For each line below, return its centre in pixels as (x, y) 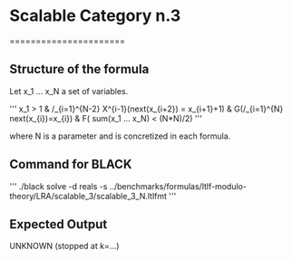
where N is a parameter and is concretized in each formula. (120, 136)
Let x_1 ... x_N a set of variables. (69, 91)
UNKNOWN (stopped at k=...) (64, 246)
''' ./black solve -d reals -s (58, 186)
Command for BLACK (71, 164)
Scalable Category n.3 (95, 16)
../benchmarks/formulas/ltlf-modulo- (178, 186)
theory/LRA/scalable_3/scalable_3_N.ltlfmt (88, 196)
